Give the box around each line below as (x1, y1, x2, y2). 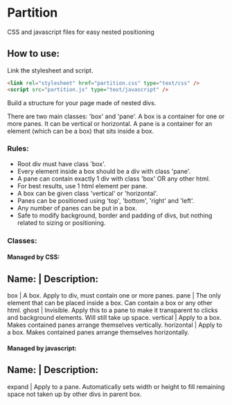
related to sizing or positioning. (17, 218, 106, 226)
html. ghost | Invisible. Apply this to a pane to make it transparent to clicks (7, 306, 218, 314)
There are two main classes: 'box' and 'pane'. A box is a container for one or (7, 112, 225, 120)
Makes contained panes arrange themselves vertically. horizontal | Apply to (7, 321, 223, 330)
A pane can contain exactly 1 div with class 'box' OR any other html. (17, 174, 211, 183)
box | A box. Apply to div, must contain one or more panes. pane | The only (7, 291, 222, 300)
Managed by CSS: (7, 253, 60, 261)
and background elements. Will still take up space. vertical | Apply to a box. (7, 314, 222, 322)
